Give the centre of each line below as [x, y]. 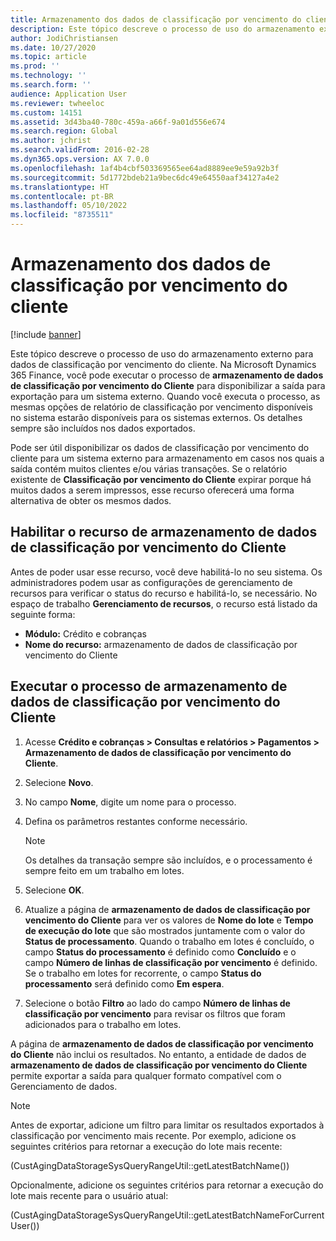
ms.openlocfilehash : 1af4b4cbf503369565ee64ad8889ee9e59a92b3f [145, 168]
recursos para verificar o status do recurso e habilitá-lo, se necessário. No [164, 593]
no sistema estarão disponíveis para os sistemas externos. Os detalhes [156, 417]
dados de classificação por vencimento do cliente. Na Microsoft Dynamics [163, 364]
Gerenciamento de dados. [64, 1086]
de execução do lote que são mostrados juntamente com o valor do [165, 930]
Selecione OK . [54, 890]
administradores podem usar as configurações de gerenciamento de [151, 582]
